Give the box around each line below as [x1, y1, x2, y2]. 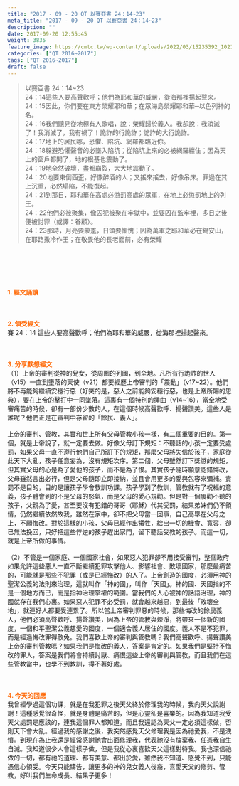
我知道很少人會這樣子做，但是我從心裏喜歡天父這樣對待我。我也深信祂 [26, 744, 232, 753]
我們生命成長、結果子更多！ [31, 771, 114, 780]
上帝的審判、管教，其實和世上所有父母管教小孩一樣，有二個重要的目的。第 [7, 430, 225, 438]
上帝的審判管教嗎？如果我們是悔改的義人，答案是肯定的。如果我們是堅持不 [7, 642, 225, 650]
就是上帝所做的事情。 [7, 536, 70, 545]
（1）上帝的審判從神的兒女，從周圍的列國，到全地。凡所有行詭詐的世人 [7, 368, 216, 377]
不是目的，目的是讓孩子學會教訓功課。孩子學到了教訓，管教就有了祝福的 [13, 483, 225, 492]
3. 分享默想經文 [7, 360, 53, 368]
